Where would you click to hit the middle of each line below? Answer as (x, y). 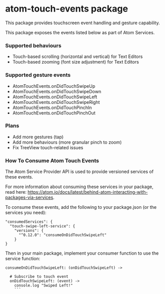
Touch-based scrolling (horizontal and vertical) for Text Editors (77, 56)
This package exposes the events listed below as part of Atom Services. (80, 32)
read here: (16, 192)
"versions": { (29, 231)
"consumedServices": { (29, 222)
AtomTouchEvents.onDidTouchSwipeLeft (55, 97)
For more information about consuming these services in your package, (79, 187)
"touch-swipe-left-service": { (43, 226)
